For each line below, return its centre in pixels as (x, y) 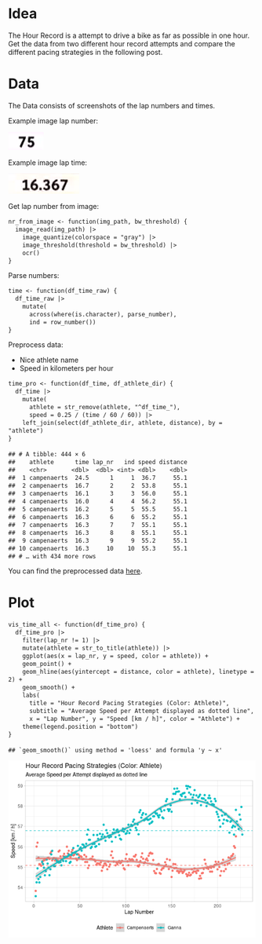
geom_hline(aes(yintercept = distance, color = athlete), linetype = (138, 671)
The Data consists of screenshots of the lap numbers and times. (112, 105)
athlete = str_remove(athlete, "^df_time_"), (104, 407)
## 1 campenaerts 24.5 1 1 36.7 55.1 (98, 477)
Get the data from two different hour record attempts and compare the (122, 43)
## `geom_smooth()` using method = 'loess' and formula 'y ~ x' (115, 750)
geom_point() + (47, 664)
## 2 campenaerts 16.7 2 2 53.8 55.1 (98, 485)
